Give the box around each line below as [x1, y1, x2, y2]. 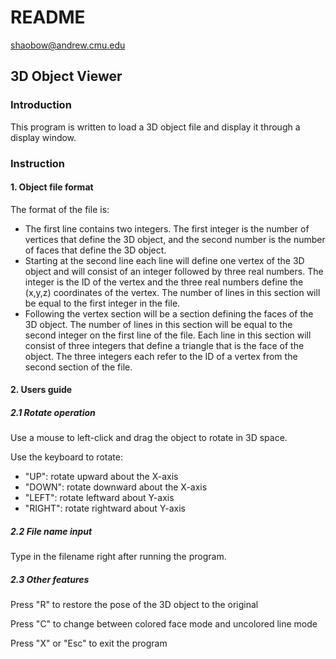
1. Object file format [10, 181, 94, 193]
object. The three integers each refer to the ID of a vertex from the [24, 350, 298, 362]
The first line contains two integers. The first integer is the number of [24, 222, 310, 235]
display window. [10, 131, 77, 143]
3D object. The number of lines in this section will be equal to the [24, 318, 293, 330]
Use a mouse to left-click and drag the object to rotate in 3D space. [10, 432, 288, 444]
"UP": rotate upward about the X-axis [24, 471, 179, 483]
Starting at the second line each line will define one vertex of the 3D [24, 254, 305, 266]
